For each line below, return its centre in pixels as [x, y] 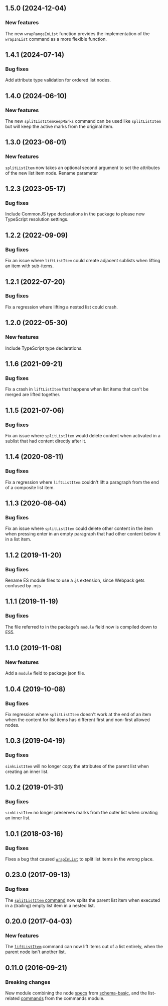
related [13, 998]
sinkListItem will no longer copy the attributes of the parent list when [77, 766]
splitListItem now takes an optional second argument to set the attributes [83, 168]
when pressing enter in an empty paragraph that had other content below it [83, 534]
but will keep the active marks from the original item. [59, 127]
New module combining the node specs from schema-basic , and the [76, 993]
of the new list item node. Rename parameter [52, 173]
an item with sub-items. [30, 266]
